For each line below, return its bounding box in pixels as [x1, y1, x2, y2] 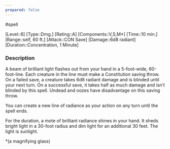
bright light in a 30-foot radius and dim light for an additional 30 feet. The [5, 123, 158, 129]
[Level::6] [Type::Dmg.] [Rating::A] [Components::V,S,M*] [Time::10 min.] [5, 31, 158, 37]
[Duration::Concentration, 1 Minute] [5, 41, 79, 48]
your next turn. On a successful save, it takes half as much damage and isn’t [5, 82, 165, 88]
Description [5, 54, 35, 61]
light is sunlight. [5, 128, 39, 134]
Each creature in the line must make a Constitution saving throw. [25, 71, 160, 77]
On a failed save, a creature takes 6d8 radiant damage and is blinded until [5, 76, 160, 82]
